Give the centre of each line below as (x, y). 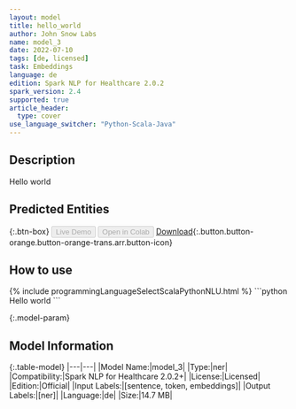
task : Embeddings (41, 67)
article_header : (39, 108)
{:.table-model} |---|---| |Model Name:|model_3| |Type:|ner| (119, 367)
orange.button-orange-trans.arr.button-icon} (91, 242)
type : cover (39, 116)
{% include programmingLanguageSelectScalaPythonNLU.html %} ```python (148, 291)
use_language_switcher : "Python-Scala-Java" (93, 125)
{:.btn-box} (30, 231)
